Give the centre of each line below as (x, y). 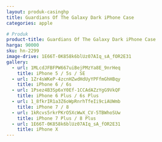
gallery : (17, 62)
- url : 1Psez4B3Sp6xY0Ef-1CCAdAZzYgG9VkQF (66, 90)
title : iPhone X (38, 130)
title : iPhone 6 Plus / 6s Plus (58, 96)
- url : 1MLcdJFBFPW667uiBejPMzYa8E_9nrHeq (66, 68)
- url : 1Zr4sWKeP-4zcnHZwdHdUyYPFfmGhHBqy (66, 79)
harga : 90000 (23, 45)
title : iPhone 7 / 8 (43, 107)
